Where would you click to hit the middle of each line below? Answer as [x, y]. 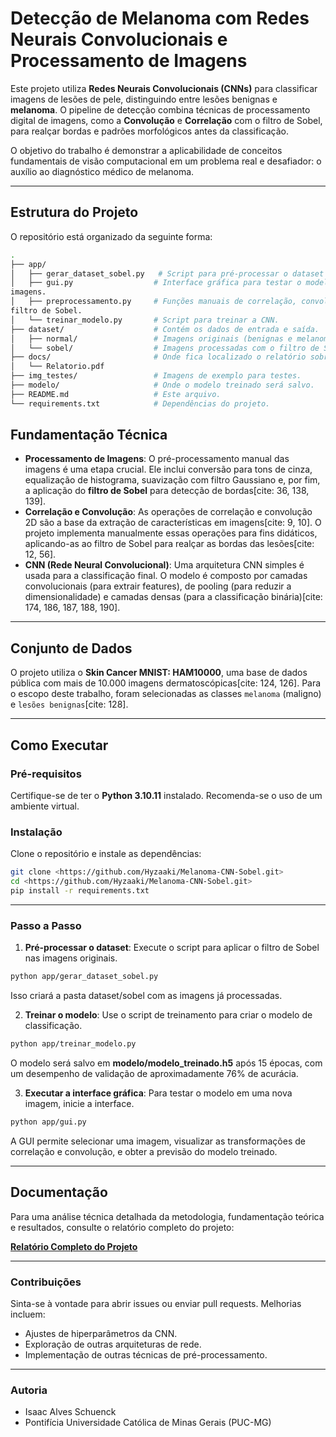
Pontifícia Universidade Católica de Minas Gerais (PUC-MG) [148, 1423]
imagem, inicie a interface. [79, 1103]
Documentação [59, 1192]
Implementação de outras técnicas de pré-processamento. [146, 1354]
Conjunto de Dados [71, 648]
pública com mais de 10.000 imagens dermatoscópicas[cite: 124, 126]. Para [166, 683]
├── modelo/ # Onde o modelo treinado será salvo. [162, 385]
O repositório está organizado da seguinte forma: [111, 236]
